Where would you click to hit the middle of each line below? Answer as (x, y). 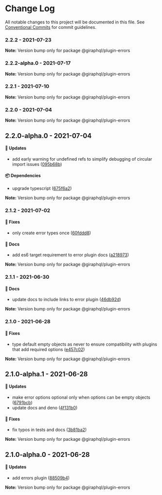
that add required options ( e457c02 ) (48, 349)
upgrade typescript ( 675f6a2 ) (42, 188)
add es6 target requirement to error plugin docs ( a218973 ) (71, 255)
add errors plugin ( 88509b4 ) (41, 478)
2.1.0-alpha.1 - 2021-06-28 (46, 374)
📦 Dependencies (23, 176)
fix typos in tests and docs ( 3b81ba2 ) (49, 430)
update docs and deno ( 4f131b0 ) (45, 408)
